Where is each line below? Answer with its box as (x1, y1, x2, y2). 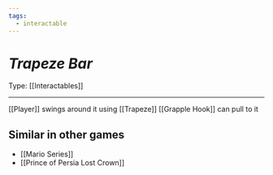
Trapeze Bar (8, 54, 93, 73)
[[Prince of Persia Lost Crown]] (19, 158, 125, 168)
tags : (8, 11, 27, 20)
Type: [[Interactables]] (8, 81, 84, 91)
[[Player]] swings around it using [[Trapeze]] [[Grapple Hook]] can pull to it (8, 105, 258, 114)
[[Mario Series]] (19, 149, 74, 159)
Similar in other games (8, 127, 125, 142)
